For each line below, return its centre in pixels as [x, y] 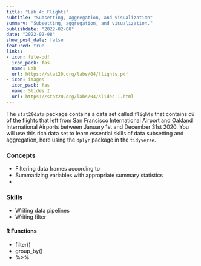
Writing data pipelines [42, 211]
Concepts [21, 155]
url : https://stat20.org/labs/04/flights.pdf [70, 74]
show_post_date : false [35, 40]
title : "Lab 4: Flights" [38, 12]
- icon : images [25, 80]
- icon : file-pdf [28, 57]
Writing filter [31, 217]
